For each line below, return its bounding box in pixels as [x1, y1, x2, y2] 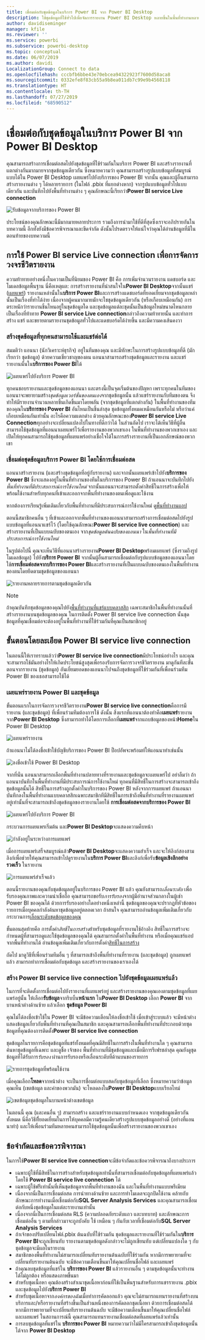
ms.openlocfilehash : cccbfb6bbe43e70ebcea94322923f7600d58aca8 [6, 71, 171, 78]
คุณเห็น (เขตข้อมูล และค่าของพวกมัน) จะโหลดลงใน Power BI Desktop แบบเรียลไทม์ [6, 1085, 181, 1092]
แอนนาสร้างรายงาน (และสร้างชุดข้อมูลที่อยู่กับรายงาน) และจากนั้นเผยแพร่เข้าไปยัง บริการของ [6, 468, 187, 476]
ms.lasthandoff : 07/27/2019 [6, 94, 78, 100]
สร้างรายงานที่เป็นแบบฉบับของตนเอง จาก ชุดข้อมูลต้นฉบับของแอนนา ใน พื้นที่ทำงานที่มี [6, 528, 176, 535]
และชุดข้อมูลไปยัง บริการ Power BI [15, 1286, 87, 1293]
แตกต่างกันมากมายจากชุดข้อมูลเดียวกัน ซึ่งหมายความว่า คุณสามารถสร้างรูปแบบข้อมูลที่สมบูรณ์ [6, 166, 191, 174]
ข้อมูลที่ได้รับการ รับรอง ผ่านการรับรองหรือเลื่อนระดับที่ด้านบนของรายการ [6, 1053, 148, 1060]
